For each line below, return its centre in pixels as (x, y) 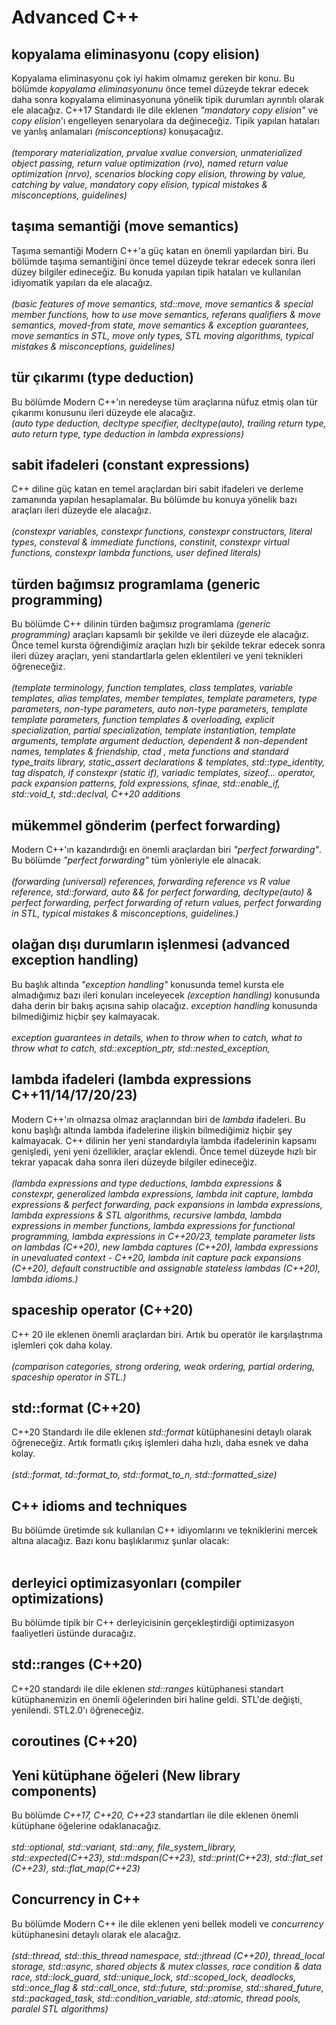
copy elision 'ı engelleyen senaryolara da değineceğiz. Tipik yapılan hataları (165, 120)
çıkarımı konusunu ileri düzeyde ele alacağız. (103, 412)
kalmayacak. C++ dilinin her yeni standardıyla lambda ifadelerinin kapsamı (164, 1140)
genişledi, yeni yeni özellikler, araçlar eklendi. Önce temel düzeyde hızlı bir (164, 1151)
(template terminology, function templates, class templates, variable (152, 688)
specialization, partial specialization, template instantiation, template (153, 730)
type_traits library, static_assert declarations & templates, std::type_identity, (168, 762)
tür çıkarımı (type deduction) (102, 377)
